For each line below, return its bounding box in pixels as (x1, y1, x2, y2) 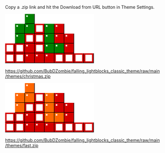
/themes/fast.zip (5, 143, 38, 148)
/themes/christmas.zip (5, 73, 51, 79)
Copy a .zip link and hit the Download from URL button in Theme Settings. (5, 4, 155, 10)
